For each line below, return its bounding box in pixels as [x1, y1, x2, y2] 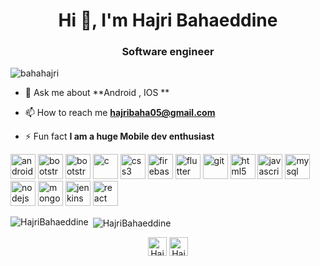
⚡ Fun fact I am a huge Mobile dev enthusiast [24, 130, 215, 143]
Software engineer [121, 45, 215, 59]
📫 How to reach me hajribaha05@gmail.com [24, 107, 216, 119]
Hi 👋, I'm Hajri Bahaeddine [58, 9, 278, 32]
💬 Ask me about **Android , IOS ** [24, 87, 170, 99]
